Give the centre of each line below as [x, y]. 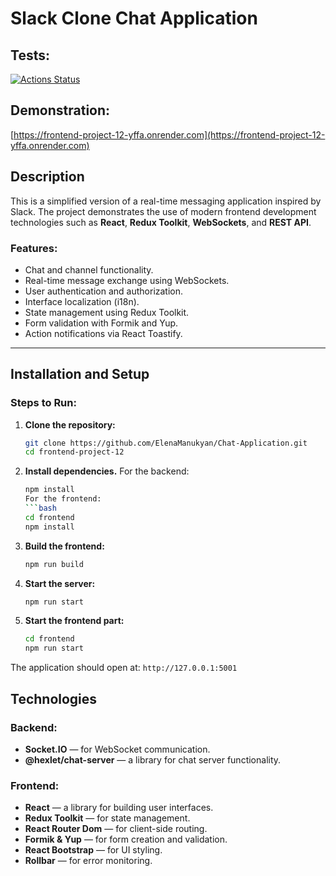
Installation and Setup [80, 374]
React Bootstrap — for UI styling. [93, 850]
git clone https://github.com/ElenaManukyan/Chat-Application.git [166, 443]
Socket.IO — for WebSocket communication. [117, 749]
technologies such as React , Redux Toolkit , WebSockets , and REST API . [161, 222]
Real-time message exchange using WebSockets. [127, 280]
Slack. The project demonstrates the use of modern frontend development [163, 211]
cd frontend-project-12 [74, 452]
